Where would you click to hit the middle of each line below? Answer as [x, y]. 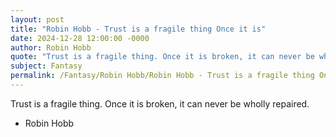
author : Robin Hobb [51, 47]
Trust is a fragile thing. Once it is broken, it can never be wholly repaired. [160, 103]
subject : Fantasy [46, 66]
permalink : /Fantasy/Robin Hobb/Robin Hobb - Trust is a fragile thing [162, 76]
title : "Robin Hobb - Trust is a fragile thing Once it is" [138, 29]
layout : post [37, 19]
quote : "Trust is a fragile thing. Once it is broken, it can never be [162, 57]
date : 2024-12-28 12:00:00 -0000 [80, 38]
